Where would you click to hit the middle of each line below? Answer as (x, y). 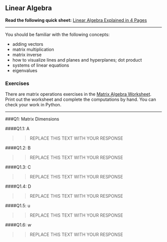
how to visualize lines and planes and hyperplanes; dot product (77, 60)
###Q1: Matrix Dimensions (32, 119)
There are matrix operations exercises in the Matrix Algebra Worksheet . (78, 94)
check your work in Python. (33, 105)
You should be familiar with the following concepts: (57, 34)
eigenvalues (25, 70)
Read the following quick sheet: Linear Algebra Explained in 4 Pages (76, 20)
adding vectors (28, 44)
